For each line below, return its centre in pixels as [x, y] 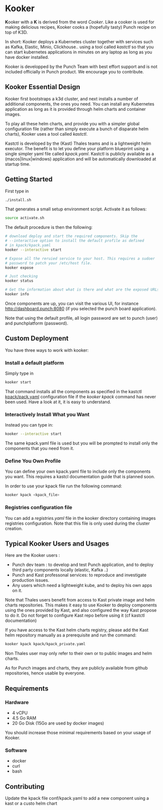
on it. [17, 590]
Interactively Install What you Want [47, 414]
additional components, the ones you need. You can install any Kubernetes [80, 104]
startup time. [18, 164]
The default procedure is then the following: [49, 227]
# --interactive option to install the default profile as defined [75, 241]
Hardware [17, 702]
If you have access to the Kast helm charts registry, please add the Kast [77, 630]
